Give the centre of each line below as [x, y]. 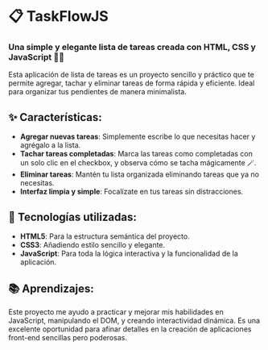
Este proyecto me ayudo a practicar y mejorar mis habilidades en [116, 311]
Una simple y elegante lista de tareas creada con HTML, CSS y [132, 48]
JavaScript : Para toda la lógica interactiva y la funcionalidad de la [129, 254]
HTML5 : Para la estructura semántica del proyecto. [105, 236]
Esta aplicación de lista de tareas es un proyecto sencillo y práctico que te [132, 75]
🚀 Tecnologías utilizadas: [72, 217]
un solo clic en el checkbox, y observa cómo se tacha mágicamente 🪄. [138, 163]
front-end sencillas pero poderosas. [68, 337]
